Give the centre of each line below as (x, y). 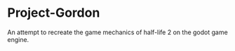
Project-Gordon (54, 13)
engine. (18, 39)
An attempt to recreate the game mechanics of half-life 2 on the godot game (117, 32)
